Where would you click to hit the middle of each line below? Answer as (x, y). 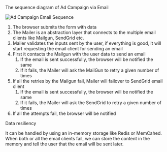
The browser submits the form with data (55, 27)
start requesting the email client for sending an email (68, 49)
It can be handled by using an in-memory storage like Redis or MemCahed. (84, 133)
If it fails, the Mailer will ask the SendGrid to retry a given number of (91, 103)
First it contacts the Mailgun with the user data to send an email (79, 54)
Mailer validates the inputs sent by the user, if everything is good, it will (87, 43)
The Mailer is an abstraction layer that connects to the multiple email (84, 32)
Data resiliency (21, 123)
